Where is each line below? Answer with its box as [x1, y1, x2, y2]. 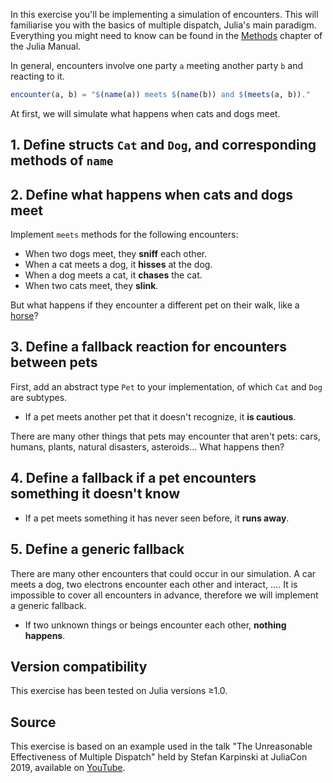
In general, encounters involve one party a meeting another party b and [10, 60, 304, 71]
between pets [10, 354, 98, 371]
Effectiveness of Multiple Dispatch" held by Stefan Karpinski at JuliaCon [10, 751, 308, 763]
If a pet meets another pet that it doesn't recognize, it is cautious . [24, 410, 297, 423]
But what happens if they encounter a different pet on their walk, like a [10, 299, 300, 311]
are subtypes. [10, 391, 68, 403]
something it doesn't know [10, 485, 180, 503]
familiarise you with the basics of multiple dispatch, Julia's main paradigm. [10, 19, 317, 31]
